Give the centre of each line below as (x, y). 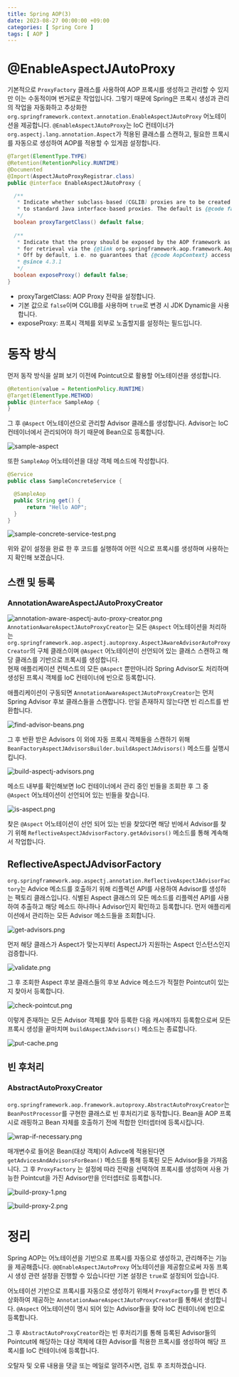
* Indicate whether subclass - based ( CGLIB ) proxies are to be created (124, 202)
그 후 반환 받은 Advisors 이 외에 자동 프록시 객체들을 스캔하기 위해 (99, 739)
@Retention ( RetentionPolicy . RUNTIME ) (63, 163)
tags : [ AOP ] (28, 34)
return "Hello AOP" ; (57, 507)
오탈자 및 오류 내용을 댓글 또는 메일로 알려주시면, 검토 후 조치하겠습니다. (107, 1365)
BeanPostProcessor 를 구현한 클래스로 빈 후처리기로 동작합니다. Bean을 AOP (113, 1113)
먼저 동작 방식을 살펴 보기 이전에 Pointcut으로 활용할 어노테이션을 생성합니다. (115, 375)
